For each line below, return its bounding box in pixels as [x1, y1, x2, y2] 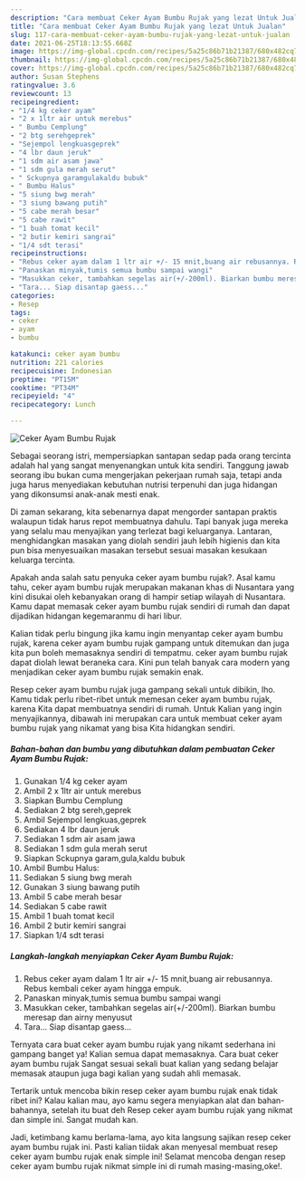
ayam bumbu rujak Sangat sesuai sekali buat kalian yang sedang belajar [10, 1058, 279, 1069]
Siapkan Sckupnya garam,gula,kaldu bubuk [23, 852, 186, 863]
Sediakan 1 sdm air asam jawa [23, 833, 136, 844]
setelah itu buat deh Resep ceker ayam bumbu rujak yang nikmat [51, 1104, 293, 1115]
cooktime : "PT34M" [10, 383, 80, 392]
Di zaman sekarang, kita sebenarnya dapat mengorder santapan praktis [10, 506, 278, 517]
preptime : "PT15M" [10, 375, 80, 384]
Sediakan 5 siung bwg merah [23, 871, 132, 883]
